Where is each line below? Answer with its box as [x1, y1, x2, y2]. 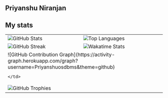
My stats [5, 21, 33, 29]
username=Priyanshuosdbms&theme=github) [7, 64, 115, 71]
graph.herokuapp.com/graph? [7, 57, 78, 64]
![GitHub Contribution [7, 51, 58, 58]
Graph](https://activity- [59, 51, 115, 58]
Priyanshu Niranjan [5, 4, 66, 12]
